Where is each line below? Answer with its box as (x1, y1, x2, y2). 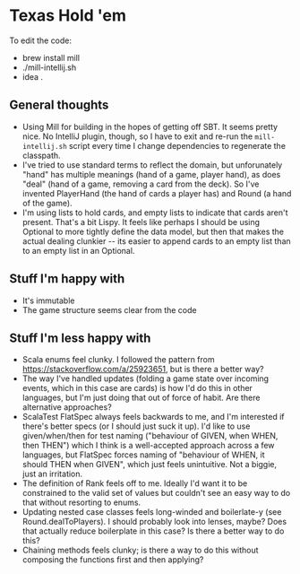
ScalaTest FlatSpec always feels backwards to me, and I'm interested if (21, 412, 285, 422)
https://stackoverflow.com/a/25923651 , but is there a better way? (21, 364, 264, 375)
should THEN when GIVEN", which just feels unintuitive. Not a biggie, (21, 459, 278, 470)
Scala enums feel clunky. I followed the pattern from (21, 354, 215, 365)
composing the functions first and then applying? (21, 554, 204, 565)
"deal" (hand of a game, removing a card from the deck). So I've (21, 178, 260, 189)
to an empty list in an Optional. (21, 245, 135, 256)
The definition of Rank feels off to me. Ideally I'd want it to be (21, 478, 248, 489)
